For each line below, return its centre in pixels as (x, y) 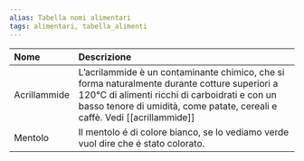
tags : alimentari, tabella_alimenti (78, 26)
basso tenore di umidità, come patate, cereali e (178, 106)
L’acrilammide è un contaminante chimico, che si (181, 71)
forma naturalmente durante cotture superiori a (178, 83)
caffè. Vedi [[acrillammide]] (137, 117)
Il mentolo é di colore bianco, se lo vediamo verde (184, 132)
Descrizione (105, 57)
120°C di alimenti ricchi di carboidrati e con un (178, 94)
